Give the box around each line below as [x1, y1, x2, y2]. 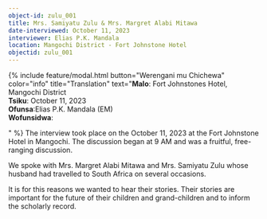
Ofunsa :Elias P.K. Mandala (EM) [8, 104, 113, 114]
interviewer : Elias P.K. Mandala [8, 33, 120, 42]
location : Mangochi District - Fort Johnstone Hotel [8, 41, 187, 49]
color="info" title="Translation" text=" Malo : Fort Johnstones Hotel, [8, 79, 228, 88]
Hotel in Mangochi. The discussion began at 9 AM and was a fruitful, [8, 137, 234, 146]
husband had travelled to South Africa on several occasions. [8, 169, 206, 178]
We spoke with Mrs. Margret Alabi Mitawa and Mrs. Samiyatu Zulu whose [8, 161, 249, 170]
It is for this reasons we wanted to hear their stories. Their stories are [8, 185, 235, 194]
